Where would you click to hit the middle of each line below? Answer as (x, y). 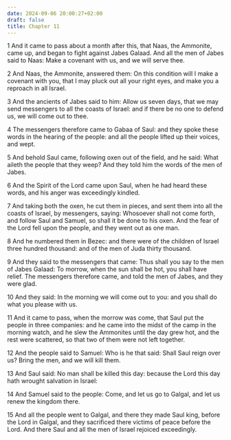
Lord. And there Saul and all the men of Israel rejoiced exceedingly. (102, 430)
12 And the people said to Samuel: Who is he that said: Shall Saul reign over (114, 353)
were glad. (22, 284)
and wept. (21, 144)
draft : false (26, 20)
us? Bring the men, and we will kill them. (64, 360)
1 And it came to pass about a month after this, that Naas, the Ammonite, (110, 46)
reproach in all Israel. (37, 88)
